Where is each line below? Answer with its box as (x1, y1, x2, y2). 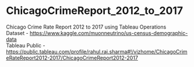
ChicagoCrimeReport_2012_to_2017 (6, 4, 184, 17)
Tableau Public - (6, 42, 45, 49)
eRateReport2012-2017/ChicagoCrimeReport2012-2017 (6, 54, 139, 61)
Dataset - (6, 29, 29, 36)
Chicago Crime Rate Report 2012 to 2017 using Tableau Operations (6, 23, 167, 30)
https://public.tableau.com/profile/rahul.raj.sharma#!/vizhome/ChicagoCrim (6, 48, 188, 55)
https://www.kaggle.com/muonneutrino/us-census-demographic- (29, 29, 188, 36)
